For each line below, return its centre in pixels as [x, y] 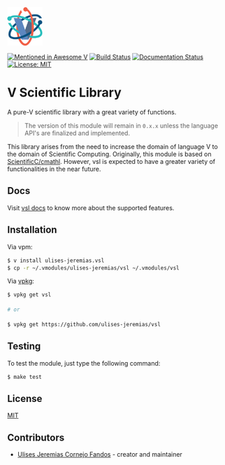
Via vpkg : [21, 281]
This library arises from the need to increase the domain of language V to [112, 147]
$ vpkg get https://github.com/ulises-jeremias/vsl [84, 324]
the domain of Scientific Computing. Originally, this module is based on [109, 154]
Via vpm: [20, 247]
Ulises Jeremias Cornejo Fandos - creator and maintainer [100, 454]
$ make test [24, 377]
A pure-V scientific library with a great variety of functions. [92, 112]
